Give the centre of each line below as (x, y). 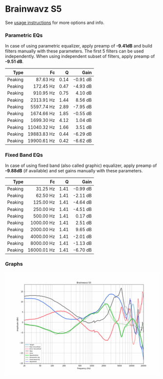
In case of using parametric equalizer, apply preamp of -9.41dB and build (79, 46)
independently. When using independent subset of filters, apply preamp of (80, 56)
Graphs (14, 264)
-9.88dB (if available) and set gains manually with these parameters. (74, 171)
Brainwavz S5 (33, 9)
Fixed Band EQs (24, 155)
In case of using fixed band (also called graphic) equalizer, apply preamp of (81, 166)
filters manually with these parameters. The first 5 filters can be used (74, 51)
